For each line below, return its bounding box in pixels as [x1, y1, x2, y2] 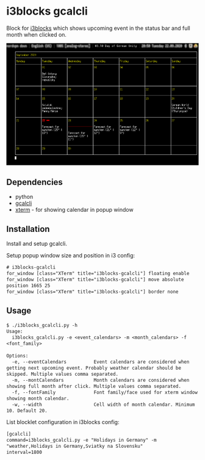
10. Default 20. [6, 408, 48, 414]
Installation [6, 224, 50, 234]
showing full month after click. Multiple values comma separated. [6, 383, 182, 389]
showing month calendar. [6, 395, 70, 401]
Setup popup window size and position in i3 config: [6, 252, 135, 259]
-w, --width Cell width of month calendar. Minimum [12, 401, 195, 408]
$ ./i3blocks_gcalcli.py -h [6, 322, 78, 328]
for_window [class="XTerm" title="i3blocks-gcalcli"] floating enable [6, 270, 190, 277]
